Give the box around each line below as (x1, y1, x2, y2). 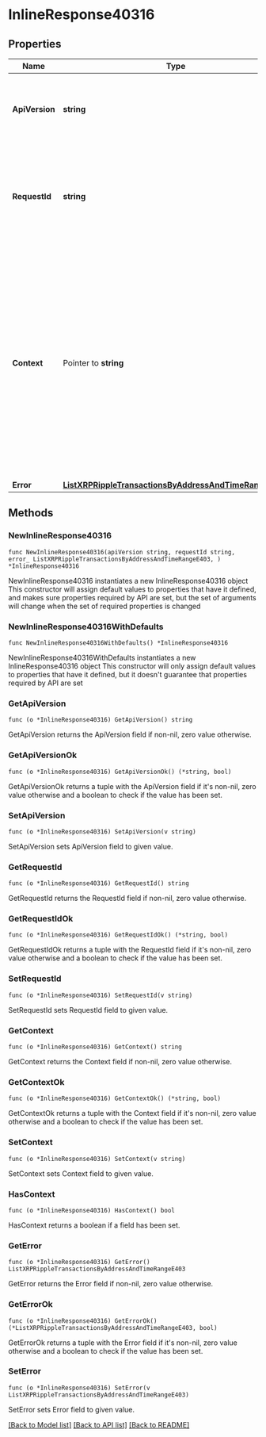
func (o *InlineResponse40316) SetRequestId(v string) (8, 991, 193, 999)
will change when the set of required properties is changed (8, 601, 201, 611)
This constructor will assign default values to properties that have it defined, (8, 584, 257, 594)
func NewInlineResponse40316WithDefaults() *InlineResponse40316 (8, 638, 228, 647)
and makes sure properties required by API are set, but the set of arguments (8, 592, 256, 602)
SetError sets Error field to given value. (8, 1404, 135, 1414)
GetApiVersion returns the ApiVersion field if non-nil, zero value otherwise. (8, 730, 252, 739)
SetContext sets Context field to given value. (8, 1168, 154, 1178)
